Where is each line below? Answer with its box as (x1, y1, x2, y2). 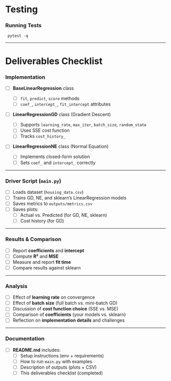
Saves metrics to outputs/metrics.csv (12, 200, 93, 207)
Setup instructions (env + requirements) (20, 352, 104, 358)
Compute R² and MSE (12, 253, 59, 259)
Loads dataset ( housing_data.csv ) (12, 189, 84, 195)
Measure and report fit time (12, 259, 71, 265)
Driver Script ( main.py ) (5, 177, 62, 185)
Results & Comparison (5, 236, 62, 243)
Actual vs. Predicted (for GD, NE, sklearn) (20, 212, 107, 218)
